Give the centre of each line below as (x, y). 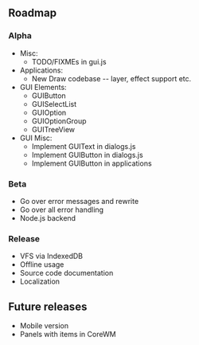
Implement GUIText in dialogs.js (84, 146)
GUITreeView (53, 129)
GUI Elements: (43, 87)
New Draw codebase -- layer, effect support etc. (111, 78)
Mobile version (44, 326)
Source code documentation (66, 273)
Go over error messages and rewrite (79, 201)
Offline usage (42, 265)
